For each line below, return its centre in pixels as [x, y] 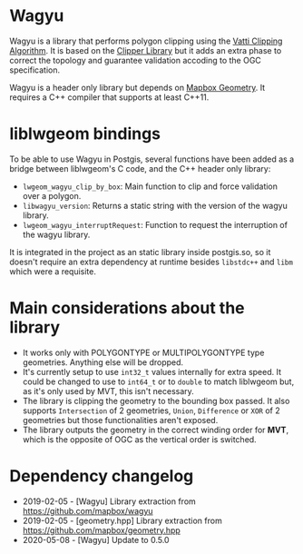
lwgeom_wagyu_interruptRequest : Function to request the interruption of [155, 224]
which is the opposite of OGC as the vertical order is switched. [139, 439]
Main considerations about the [127, 308]
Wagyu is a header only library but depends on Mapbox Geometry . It [137, 87]
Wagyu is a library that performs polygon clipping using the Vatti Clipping [146, 41]
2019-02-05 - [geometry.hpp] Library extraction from [122, 520]
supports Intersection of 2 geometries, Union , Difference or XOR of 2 [151, 411]
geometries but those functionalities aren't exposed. [120, 420]
